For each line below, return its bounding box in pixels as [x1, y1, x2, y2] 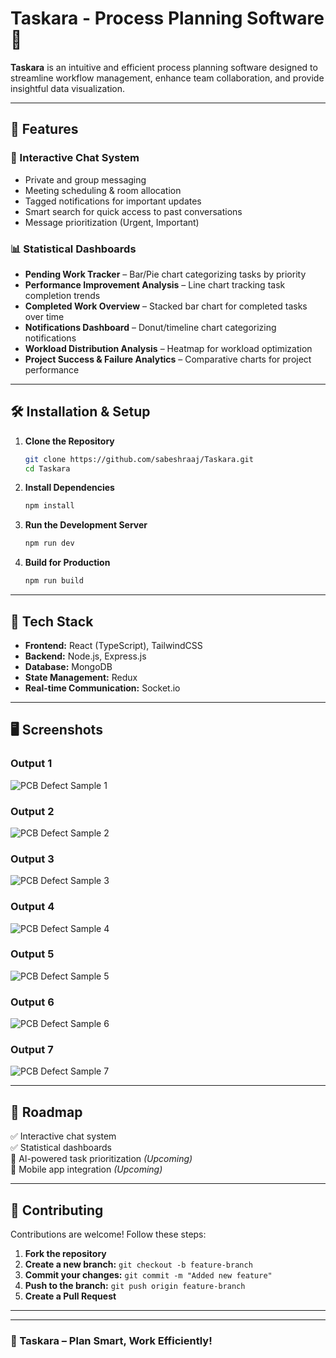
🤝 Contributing [10, 1202, 104, 1219]
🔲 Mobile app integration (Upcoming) [10, 1163, 163, 1176]
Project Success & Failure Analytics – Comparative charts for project [24, 353, 312, 365]
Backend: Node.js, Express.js [24, 650, 147, 662]
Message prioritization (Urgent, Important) [24, 216, 200, 228]
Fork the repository [24, 1248, 107, 1260]
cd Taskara [24, 463, 71, 474]
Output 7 [10, 1043, 54, 1057]
